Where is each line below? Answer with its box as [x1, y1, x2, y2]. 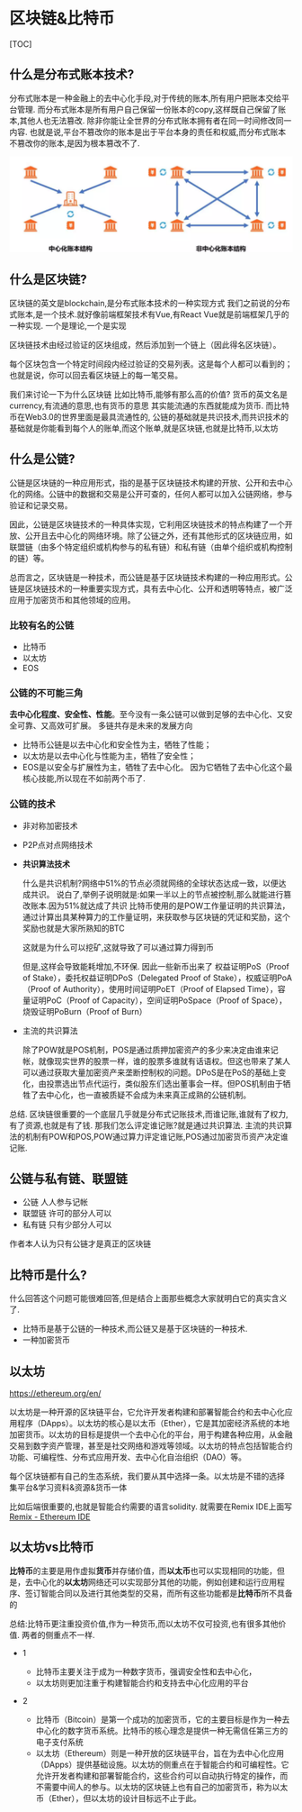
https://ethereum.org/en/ [9, 1389, 102, 1398]
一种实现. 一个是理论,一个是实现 [9, 320, 128, 331]
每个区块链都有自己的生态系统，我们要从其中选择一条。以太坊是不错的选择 [9, 1471, 285, 1481]
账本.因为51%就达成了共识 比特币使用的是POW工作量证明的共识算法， [30, 900, 290, 911]
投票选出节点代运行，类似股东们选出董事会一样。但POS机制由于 [46, 1078, 283, 1088]
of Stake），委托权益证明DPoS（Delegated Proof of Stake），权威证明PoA [22, 972, 292, 983]
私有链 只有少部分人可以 [22, 1219, 112, 1230]
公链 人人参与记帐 [22, 1197, 88, 1207]
